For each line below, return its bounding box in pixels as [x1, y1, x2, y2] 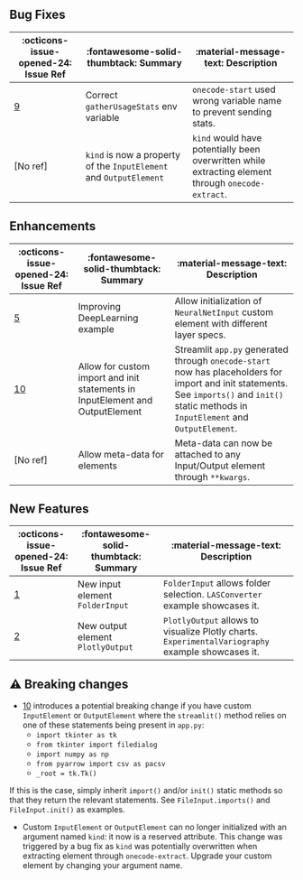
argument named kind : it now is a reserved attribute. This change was [22, 831, 283, 842]
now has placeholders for [174, 366, 282, 378]
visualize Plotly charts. [163, 625, 259, 638]
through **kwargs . [174, 470, 251, 483]
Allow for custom [78, 360, 151, 373]
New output [78, 620, 128, 633]
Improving [78, 300, 122, 312]
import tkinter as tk [35, 731, 117, 740]
